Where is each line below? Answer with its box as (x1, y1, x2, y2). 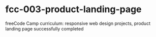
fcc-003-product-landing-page (5, 4, 142, 15)
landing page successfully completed (5, 25, 84, 31)
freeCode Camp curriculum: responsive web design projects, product (5, 20, 151, 26)
